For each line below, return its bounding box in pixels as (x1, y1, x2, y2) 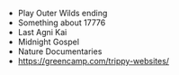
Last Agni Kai (17, 27, 67, 37)
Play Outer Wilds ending (17, 8, 108, 18)
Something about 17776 (17, 17, 106, 28)
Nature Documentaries (17, 46, 103, 57)
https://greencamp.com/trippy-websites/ (17, 56, 169, 66)
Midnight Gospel (17, 36, 79, 47)
